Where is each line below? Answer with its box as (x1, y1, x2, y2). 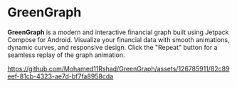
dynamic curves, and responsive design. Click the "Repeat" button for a (7, 43, 218, 51)
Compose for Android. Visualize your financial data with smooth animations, (7, 35, 230, 43)
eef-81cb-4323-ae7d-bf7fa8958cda (7, 72, 114, 81)
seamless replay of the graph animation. (7, 51, 126, 59)
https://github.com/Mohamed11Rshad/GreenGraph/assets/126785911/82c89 (7, 64, 230, 73)
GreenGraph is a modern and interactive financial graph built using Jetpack (7, 28, 229, 36)
